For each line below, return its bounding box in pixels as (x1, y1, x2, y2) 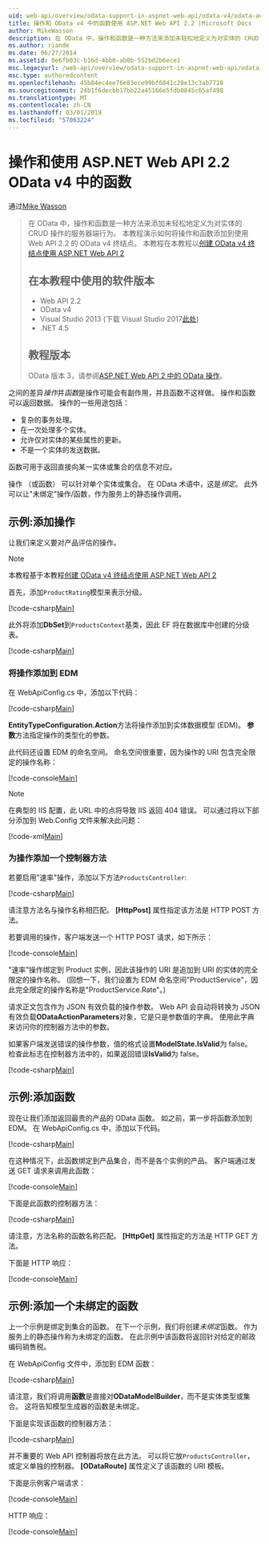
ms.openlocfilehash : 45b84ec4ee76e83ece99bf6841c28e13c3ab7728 (8, 79, 224, 87)
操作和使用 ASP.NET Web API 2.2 (8, 153, 231, 172)
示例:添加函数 (8, 1090, 76, 1104)
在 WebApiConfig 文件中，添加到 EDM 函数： (8, 1359, 157, 1368)
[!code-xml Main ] (8, 831, 63, 841)
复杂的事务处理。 (19, 415, 77, 425)
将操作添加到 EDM (8, 667, 78, 679)
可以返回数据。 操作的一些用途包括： (8, 398, 130, 407)
